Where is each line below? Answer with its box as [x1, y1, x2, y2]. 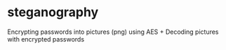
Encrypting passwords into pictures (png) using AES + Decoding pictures [7, 27, 219, 36]
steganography [7, 4, 99, 20]
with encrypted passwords [7, 35, 85, 43]
